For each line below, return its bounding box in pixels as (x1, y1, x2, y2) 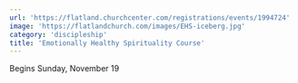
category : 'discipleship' (9, 30, 107, 39)
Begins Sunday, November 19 (9, 63, 120, 74)
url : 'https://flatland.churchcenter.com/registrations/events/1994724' (9, 13, 291, 23)
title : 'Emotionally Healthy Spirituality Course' (9, 38, 205, 48)
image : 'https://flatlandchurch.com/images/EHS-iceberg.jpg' (9, 22, 246, 31)
